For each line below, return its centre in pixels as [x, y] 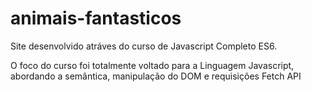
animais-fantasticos [96, 18]
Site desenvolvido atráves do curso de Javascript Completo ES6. [144, 46]
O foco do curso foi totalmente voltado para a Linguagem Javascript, [152, 65]
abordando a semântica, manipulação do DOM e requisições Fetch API [156, 76]
